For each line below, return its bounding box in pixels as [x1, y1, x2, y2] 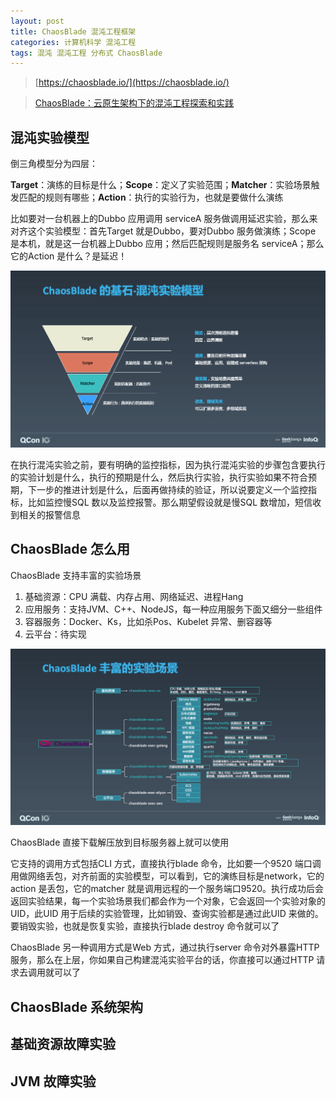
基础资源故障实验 [10, 1036, 116, 1053]
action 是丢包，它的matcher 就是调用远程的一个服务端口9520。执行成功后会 [10, 883, 325, 895]
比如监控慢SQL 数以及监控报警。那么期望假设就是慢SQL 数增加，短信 [27, 496, 313, 509]
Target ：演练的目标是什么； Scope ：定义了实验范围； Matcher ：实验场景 [10, 179, 312, 191]
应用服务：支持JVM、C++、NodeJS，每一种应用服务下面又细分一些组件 [24, 603, 323, 615]
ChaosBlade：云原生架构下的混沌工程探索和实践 [34, 97, 235, 109]
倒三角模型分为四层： [10, 158, 98, 170]
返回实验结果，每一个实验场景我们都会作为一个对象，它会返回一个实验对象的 [10, 895, 326, 907]
